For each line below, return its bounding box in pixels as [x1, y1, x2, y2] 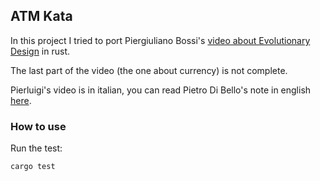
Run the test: [10, 142, 63, 154]
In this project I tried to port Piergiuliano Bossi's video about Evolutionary [10, 34, 311, 46]
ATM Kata [10, 8, 73, 25]
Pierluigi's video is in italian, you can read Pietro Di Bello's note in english [10, 84, 312, 96]
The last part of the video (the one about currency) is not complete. [10, 64, 288, 76]
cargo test [10, 162, 56, 172]
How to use [10, 119, 67, 133]
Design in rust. [10, 45, 70, 57]
